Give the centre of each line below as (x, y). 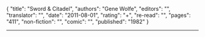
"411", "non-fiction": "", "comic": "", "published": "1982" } (78, 22)
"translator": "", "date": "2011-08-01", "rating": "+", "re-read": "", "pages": (99, 15)
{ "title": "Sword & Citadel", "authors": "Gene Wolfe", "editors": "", (88, 9)
